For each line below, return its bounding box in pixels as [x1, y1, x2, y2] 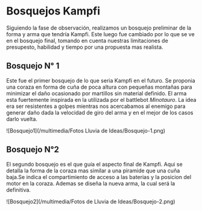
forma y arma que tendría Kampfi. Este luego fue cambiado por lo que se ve [6, 30, 195, 37]
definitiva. [6, 186, 31, 194]
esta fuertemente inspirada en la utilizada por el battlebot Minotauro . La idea [6, 96, 197, 103]
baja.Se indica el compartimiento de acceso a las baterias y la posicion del [6, 173, 192, 180]
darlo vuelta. [6, 115, 38, 122]
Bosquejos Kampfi [6, 4, 101, 18]
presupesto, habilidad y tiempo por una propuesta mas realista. [6, 43, 164, 51]
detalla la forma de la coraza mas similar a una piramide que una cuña [6, 167, 180, 174]
